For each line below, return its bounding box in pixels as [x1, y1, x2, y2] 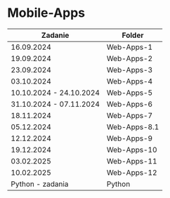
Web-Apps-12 [106, 167, 157, 177]
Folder [122, 30, 144, 40]
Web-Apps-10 [106, 145, 157, 154]
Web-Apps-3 [106, 65, 153, 74]
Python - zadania [11, 179, 69, 189]
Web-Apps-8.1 [106, 121, 159, 131]
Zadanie [41, 30, 70, 40]
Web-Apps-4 [106, 76, 153, 86]
